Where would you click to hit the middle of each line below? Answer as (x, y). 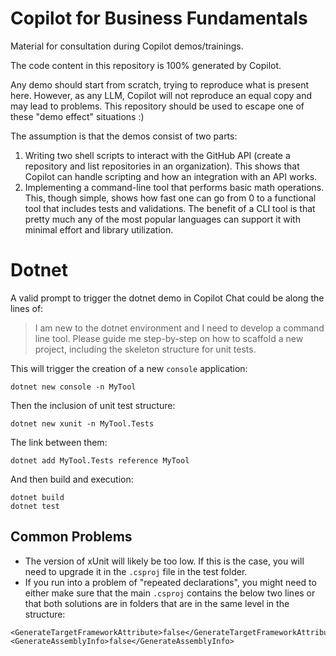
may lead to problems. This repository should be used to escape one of (157, 106)
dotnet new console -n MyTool (73, 387)
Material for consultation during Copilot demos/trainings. (127, 46)
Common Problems (71, 537)
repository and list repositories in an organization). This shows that (162, 166)
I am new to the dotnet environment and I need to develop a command (179, 328)
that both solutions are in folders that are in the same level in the (157, 603)
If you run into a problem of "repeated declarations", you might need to (170, 582)
